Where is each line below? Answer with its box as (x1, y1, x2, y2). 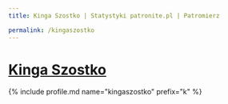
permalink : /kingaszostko (8, 26, 94, 34)
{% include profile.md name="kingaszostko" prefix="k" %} (8, 87, 202, 97)
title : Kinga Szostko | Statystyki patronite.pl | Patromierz (8, 11, 220, 20)
